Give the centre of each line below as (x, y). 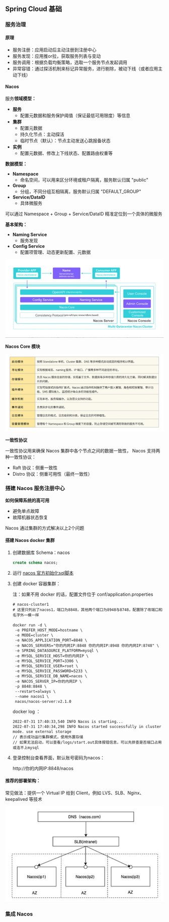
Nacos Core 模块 (23, 346)
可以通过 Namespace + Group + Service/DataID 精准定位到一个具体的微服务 (84, 214)
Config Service (29, 246)
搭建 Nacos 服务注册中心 (35, 488)
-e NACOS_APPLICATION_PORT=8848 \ (51, 640)
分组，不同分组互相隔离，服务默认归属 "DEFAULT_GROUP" (81, 191)
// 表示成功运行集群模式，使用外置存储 (48, 737)
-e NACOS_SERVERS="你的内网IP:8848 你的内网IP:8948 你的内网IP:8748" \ (87, 646)
